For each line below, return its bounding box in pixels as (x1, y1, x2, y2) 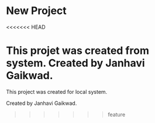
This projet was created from (6, 44, 149, 57)
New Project (6, 4, 67, 18)
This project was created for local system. (6, 88, 108, 95)
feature (108, 111, 126, 118)
